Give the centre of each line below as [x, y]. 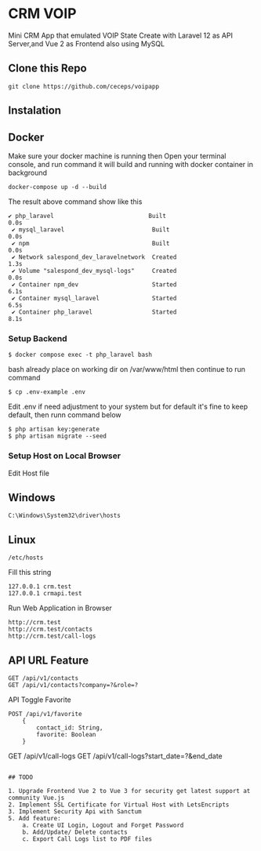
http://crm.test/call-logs [52, 636]
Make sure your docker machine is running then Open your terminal [117, 156]
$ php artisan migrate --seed [58, 436]
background [28, 173]
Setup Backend [38, 338]
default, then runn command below [65, 415]
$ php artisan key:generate [54, 429]
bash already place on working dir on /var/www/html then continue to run [127, 369]
